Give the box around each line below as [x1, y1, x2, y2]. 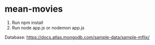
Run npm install [11, 20, 43, 25]
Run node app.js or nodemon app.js [11, 24, 85, 30]
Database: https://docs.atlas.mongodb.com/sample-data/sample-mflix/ [4, 34, 150, 40]
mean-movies [4, 3, 63, 15]
